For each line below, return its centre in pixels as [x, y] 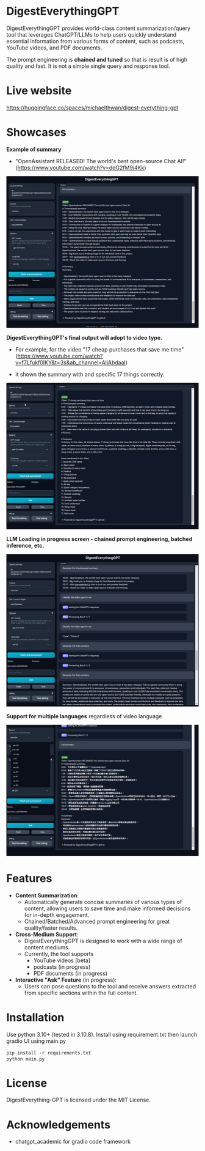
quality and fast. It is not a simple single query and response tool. [88, 66]
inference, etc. [25, 545]
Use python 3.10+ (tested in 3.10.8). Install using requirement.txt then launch [102, 1034]
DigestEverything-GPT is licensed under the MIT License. [78, 1100]
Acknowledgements [59, 1124]
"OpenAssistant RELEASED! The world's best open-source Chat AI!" [101, 161]
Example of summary [34, 149]
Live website [39, 91]
